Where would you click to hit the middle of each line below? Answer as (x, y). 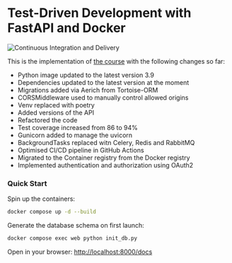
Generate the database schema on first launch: (76, 226)
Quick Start (27, 183)
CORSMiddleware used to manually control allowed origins (103, 98)
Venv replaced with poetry (56, 105)
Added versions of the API (56, 112)
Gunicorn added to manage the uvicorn (75, 135)
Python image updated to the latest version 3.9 (86, 75)
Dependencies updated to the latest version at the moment (103, 82)
